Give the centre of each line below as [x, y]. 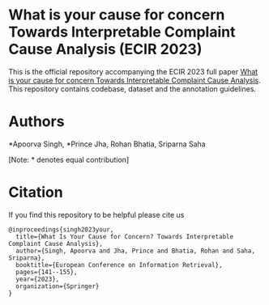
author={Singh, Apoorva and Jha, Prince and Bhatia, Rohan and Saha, [135, 251]
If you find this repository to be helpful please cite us [96, 214]
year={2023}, [38, 279]
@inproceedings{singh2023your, [61, 229]
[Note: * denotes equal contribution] [69, 159]
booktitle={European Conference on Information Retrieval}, [119, 265]
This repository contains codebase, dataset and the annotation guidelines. [132, 89]
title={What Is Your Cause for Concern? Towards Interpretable [124, 236]
